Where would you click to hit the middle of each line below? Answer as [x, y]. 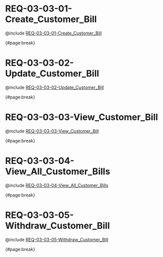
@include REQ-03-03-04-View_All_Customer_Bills [57, 185]
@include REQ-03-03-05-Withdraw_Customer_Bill [57, 240]
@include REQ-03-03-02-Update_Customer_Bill [55, 87]
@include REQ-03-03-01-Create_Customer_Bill [54, 33]
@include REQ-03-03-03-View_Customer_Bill [52, 131]
